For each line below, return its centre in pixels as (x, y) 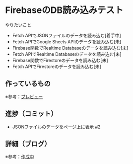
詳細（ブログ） (28, 144)
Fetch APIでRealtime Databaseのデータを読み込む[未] (67, 54)
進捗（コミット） (31, 114)
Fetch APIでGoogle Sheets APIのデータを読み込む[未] (67, 41)
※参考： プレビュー (24, 96)
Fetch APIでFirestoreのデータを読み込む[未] (57, 66)
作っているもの (28, 84)
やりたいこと (18, 25)
